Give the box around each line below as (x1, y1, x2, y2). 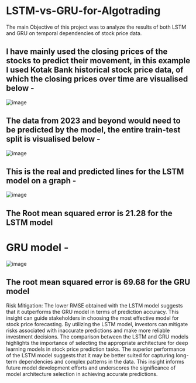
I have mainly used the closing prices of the (6, 47, 168, 57)
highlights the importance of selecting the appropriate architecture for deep (6, 339, 188, 346)
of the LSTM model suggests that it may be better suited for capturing (6, 351, 175, 358)
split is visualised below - (6, 134, 101, 144)
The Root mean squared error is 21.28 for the (6, 208, 173, 218)
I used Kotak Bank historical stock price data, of (6, 65, 184, 75)
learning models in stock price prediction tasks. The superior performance (6, 346, 185, 353)
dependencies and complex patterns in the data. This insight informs (18, 358, 184, 365)
